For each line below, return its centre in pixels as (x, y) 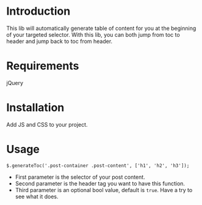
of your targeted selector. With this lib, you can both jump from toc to (93, 34)
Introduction (38, 11)
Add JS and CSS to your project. (47, 124)
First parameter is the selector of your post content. (80, 177)
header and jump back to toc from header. (60, 41)
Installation (35, 108)
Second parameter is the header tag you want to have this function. (100, 183)
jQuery (15, 83)
